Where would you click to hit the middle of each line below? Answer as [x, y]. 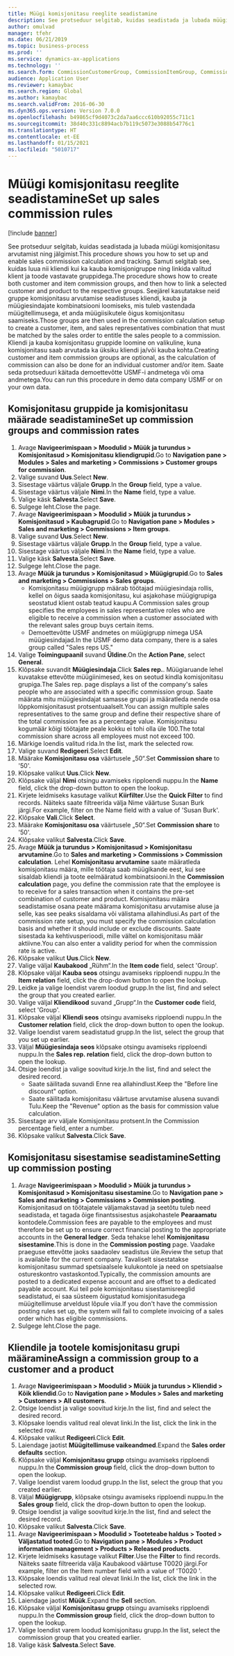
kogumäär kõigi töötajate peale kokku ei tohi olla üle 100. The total [111, 728]
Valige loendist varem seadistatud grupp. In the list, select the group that [121, 1032]
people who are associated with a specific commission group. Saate [116, 692]
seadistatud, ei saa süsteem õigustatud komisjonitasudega [102, 1296]
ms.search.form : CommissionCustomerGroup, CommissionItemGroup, [103, 72]
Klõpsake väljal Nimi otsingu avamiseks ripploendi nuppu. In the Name [118, 780]
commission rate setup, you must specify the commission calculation [117, 921]
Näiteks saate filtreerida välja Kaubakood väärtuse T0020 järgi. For [112, 1563]
